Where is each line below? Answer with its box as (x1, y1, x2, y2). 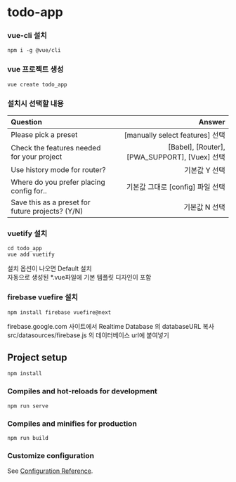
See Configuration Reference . (7, 467, 93, 475)
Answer (198, 117, 225, 127)
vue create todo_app (7, 81, 68, 88)
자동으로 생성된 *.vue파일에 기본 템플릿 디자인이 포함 (7, 273, 152, 282)
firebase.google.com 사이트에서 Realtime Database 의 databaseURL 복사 (7, 322, 214, 330)
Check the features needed (11, 143, 101, 153)
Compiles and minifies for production (7, 419, 137, 429)
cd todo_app (7, 245, 42, 252)
